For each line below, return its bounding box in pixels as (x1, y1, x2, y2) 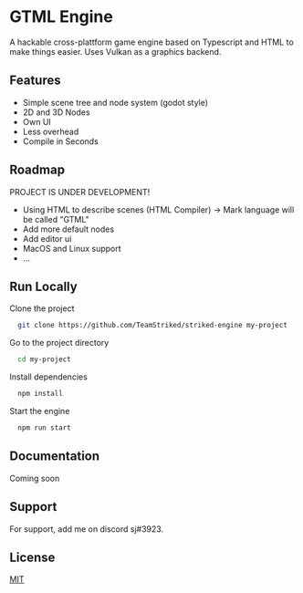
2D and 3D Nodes (22, 107, 90, 118)
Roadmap (9, 162, 66, 178)
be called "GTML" (22, 213, 89, 224)
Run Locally (9, 278, 78, 294)
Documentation (9, 449, 100, 464)
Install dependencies (9, 371, 89, 382)
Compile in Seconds (22, 135, 99, 147)
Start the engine (9, 406, 70, 416)
